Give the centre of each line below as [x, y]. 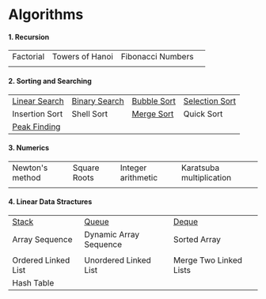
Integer [133, 168]
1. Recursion [29, 36]
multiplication [206, 177]
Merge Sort [153, 114]
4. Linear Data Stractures [50, 202]
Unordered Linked [118, 260]
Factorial [28, 57]
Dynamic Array [112, 235]
